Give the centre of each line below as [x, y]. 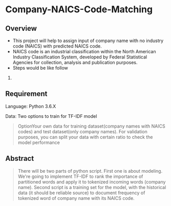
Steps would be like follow [40, 68]
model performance [39, 142]
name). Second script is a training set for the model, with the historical [92, 187]
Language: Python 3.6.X [31, 106]
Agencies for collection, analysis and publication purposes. [75, 62]
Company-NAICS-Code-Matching [79, 9]
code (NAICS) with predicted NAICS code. [57, 46]
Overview [21, 28]
